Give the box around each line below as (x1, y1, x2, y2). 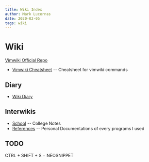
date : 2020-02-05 (5, 16, 40, 21)
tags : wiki (5, 20, 27, 26)
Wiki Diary (12, 94, 33, 99)
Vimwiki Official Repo (5, 58, 48, 63)
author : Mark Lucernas (5, 12, 51, 16)
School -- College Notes (12, 120, 61, 126)
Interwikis (5, 107, 36, 116)
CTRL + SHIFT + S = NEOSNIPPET (5, 152, 74, 158)
